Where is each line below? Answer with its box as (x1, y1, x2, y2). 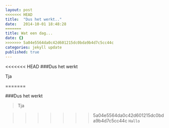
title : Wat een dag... (5, 31, 53, 36)
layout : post (5, 7, 33, 13)
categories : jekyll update (5, 45, 62, 50)
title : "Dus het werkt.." (5, 17, 62, 22)
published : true (5, 49, 39, 54)
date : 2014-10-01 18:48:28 (5, 21, 67, 27)
